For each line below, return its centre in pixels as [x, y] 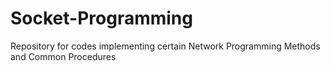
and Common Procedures [63, 56]
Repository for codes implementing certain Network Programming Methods [165, 46]
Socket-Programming [101, 18]
